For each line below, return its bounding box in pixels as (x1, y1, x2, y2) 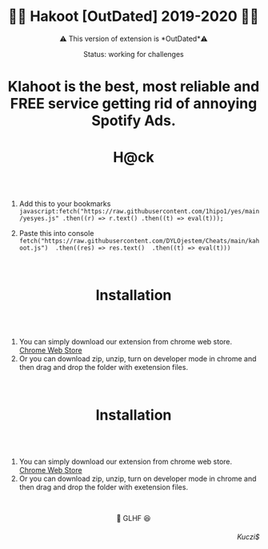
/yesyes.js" (18, 214, 59, 223)
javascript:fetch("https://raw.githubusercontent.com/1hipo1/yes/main (18, 208, 260, 216)
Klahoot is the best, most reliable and (7, 78, 260, 96)
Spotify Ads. (90, 112, 177, 130)
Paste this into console (18, 229, 94, 238)
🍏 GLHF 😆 (116, 513, 151, 523)
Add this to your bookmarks (18, 199, 111, 209)
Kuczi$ (236, 531, 260, 541)
